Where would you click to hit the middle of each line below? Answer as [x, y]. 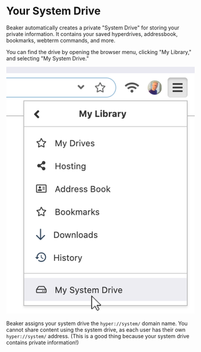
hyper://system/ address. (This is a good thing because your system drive [98, 336]
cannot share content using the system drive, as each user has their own [96, 330]
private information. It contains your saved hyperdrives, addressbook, [92, 34]
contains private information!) [42, 342]
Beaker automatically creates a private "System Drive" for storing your [93, 28]
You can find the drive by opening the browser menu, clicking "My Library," [99, 52]
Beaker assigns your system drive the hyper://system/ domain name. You [97, 323]
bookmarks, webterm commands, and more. [61, 40]
